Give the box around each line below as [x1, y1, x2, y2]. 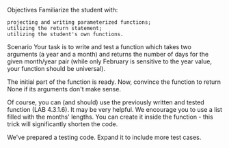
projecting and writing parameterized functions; [7, 19, 152, 26]
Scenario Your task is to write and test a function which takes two [7, 43, 191, 50]
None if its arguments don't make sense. [7, 85, 122, 93]
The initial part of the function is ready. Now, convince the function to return [7, 78, 221, 86]
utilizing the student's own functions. [7, 31, 124, 38]
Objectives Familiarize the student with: [7, 6, 118, 14]
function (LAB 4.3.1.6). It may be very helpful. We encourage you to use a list [7, 106, 223, 113]
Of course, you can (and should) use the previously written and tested [7, 98, 205, 106]
